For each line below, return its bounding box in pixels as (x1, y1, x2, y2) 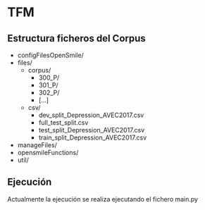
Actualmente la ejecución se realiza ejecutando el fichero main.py (7, 194, 199, 203)
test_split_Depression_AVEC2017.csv (38, 126, 145, 134)
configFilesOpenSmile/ (17, 51, 85, 59)
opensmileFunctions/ (17, 149, 79, 156)
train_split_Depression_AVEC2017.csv (38, 133, 147, 142)
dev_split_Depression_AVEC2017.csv (38, 111, 144, 119)
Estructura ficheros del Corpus (7, 32, 146, 44)
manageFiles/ (17, 141, 58, 149)
